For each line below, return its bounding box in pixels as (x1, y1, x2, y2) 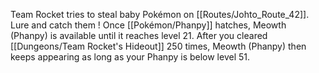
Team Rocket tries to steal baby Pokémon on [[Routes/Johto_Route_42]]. (10, 9, 310, 20)
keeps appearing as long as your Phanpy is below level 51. (10, 51, 251, 63)
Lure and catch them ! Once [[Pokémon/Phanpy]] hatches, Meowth (10, 19, 287, 31)
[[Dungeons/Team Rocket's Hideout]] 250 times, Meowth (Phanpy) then (10, 40, 307, 52)
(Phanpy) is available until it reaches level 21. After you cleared (10, 30, 268, 41)
